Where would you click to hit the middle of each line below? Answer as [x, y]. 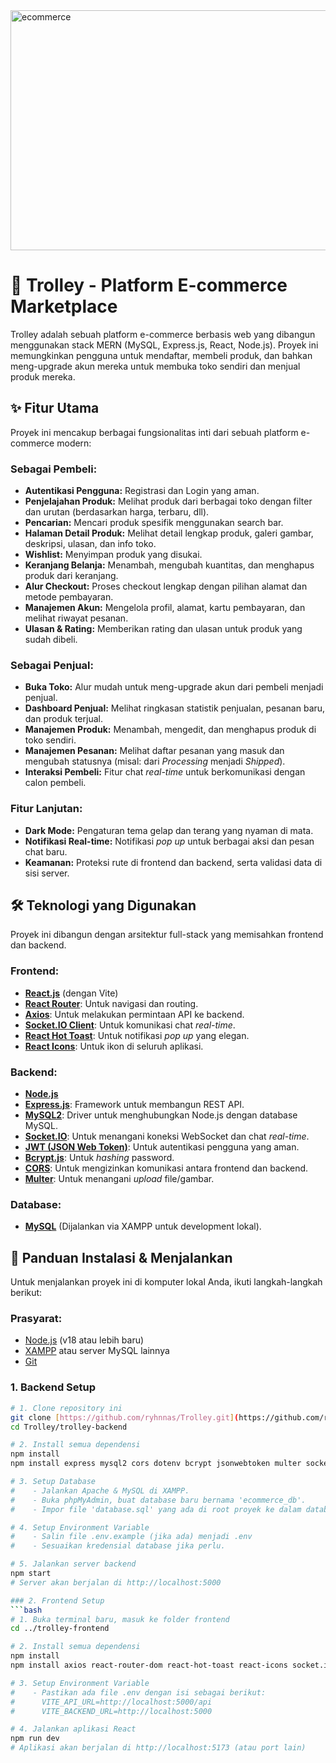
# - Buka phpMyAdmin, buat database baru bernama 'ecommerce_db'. [158, 1500]
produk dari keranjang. [71, 576]
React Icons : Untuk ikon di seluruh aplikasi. [114, 1046]
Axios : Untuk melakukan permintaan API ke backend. [134, 1014]
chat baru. [46, 851]
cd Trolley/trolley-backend [69, 1427]
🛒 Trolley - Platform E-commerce [149, 285]
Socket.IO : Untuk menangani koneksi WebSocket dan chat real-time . [167, 1136]
